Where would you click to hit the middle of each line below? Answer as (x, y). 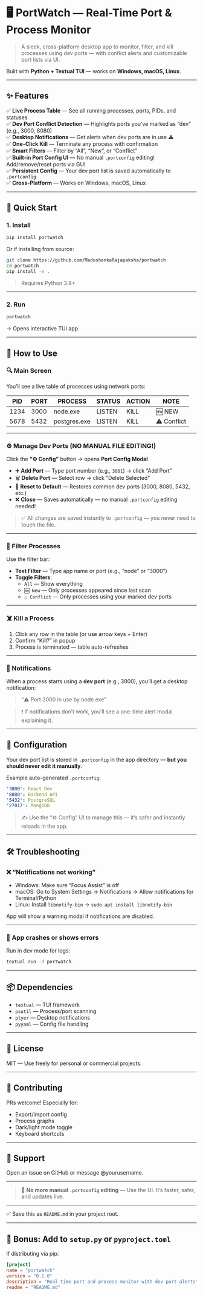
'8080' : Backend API (32, 795)
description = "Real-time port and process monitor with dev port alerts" (102, 1282)
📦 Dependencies (40, 987)
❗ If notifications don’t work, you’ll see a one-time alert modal (97, 711)
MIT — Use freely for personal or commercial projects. (74, 1063)
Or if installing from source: (40, 249)
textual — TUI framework (47, 1005)
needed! (25, 507)
